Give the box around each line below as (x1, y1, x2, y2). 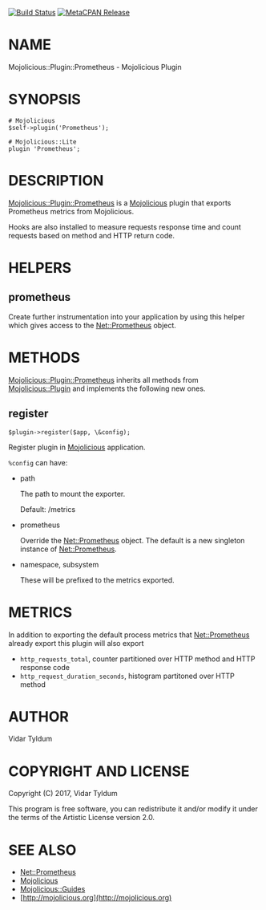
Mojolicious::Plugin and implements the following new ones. (8, 384, 206, 393)
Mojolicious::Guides (19, 884, 86, 894)
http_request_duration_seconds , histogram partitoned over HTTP (19, 671, 235, 680)
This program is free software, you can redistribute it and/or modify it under (8, 804, 258, 814)
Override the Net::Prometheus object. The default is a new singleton (19, 535, 245, 545)
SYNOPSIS (8, 91, 82, 108)
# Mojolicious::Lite (8, 137, 78, 146)
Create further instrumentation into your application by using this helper (8, 311, 245, 321)
